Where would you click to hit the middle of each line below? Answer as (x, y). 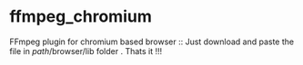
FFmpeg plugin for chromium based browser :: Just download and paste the (151, 42)
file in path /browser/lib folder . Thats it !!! (86, 51)
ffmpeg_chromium (81, 17)
